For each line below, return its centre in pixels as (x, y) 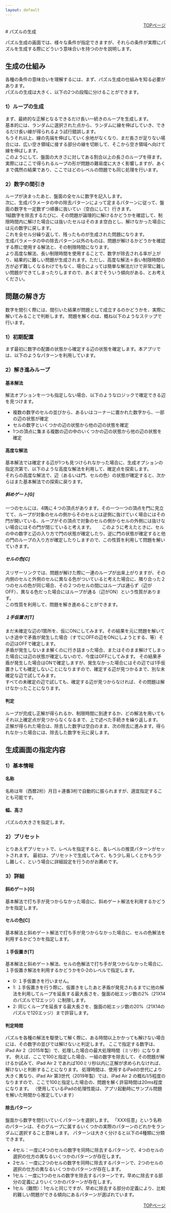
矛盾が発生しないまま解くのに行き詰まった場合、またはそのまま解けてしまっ (85, 650)
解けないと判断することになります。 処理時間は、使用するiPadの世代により (84, 1069)
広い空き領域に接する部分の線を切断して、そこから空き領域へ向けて (94, 144)
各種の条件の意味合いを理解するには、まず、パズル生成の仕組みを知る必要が (85, 79)
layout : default (22, 10)
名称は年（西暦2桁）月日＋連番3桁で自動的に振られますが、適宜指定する (81, 791)
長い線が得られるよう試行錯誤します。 (59, 131)
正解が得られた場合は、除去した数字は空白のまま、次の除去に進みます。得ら (85, 726)
